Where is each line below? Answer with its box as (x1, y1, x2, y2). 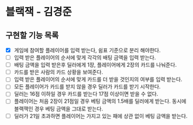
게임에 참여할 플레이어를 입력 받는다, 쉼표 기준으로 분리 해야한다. (13, 47, 161, 53)
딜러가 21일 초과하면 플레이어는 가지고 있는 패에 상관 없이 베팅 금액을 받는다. (13, 112, 188, 119)
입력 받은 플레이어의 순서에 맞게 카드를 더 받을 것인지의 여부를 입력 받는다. (13, 76, 182, 83)
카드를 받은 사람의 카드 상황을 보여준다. (13, 69, 104, 76)
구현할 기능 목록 (5, 30, 59, 40)
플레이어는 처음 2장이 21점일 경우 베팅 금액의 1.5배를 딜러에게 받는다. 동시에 (13, 98, 187, 105)
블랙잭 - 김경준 (5, 5, 72, 19)
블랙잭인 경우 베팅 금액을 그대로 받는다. (13, 105, 104, 112)
